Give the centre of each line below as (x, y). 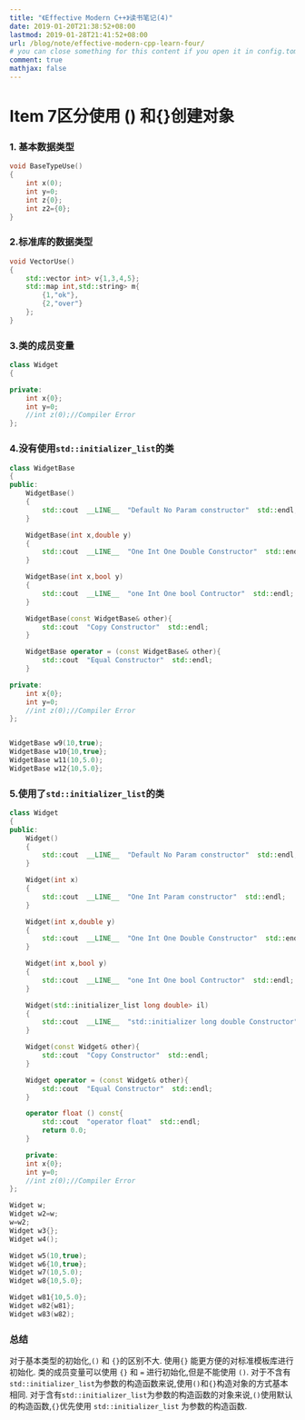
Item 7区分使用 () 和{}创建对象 (122, 117)
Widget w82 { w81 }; (42, 1306)
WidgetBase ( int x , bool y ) (75, 577)
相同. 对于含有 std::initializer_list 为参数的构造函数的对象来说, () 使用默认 (151, 1395)
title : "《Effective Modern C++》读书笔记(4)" (91, 18)
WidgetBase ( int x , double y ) (79, 535)
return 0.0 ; (65, 1131)
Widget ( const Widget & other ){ (83, 1047)
